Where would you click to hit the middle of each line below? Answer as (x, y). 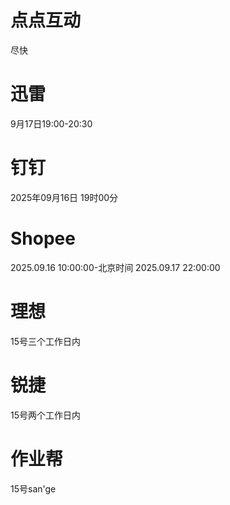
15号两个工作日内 (45, 415)
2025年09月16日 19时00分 (64, 197)
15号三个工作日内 (45, 341)
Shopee (43, 238)
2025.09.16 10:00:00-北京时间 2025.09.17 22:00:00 (115, 267)
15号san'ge (33, 488)
